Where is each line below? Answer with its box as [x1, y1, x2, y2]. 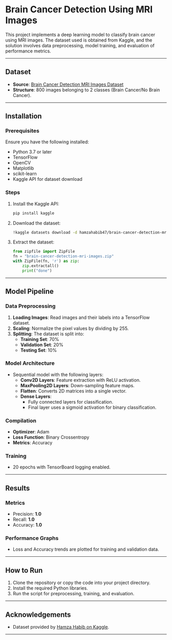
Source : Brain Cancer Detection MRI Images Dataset [12, 81, 124, 87]
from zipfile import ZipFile [12, 249, 75, 254]
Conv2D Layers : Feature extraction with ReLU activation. [20, 377, 141, 383]
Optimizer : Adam [12, 429, 50, 435]
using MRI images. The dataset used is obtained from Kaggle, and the [5, 37, 153, 43]
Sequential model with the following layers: [12, 371, 103, 378]
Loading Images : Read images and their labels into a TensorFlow [12, 314, 150, 321]
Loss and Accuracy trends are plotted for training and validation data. [12, 546, 160, 553]
